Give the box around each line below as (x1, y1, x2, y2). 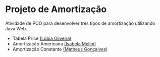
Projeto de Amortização (5, 4, 107, 15)
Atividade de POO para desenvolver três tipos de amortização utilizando (5, 20, 155, 26)
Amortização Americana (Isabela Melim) (12, 40, 96, 46)
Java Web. (5, 25, 28, 31)
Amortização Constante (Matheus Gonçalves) (12, 46, 108, 52)
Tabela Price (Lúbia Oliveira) (12, 35, 72, 41)
